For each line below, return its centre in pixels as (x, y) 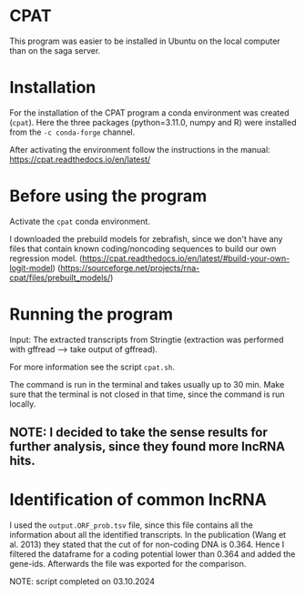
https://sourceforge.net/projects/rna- (130, 268)
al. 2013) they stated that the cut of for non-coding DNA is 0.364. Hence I (147, 545)
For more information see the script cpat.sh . (92, 367)
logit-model (31, 268)
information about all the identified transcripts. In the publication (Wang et (148, 535)
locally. (23, 404)
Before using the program (108, 196)
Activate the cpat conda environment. (80, 221)
